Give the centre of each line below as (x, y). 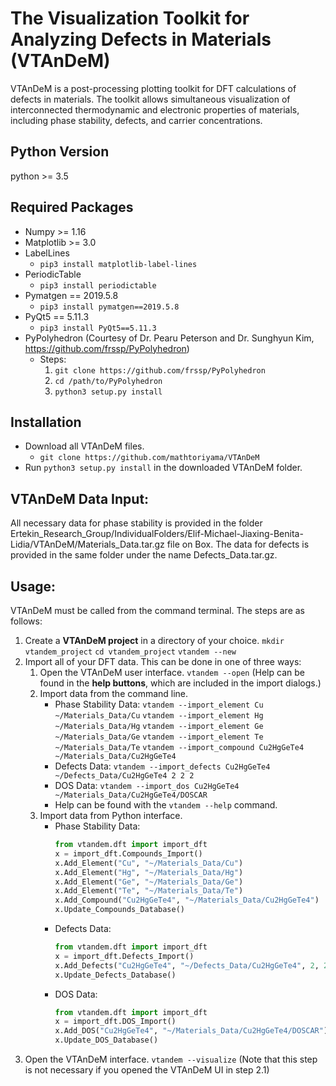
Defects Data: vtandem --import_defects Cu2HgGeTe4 (162, 766)
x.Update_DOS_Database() (106, 1040)
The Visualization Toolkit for (130, 18)
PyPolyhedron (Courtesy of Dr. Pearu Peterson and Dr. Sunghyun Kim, (169, 338)
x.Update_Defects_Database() (115, 975)
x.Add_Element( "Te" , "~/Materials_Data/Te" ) (149, 891)
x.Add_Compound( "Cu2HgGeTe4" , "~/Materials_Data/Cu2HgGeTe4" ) (187, 900)
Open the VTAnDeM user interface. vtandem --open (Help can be (172, 672)
